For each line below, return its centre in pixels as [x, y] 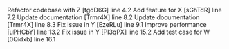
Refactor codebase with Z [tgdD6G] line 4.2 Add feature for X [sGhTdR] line [115, 10]
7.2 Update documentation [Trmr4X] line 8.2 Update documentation [103, 17]
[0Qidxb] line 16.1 [31, 39]
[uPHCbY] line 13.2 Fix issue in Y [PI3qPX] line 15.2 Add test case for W [109, 32]
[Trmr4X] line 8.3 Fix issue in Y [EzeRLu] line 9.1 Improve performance [107, 24]
